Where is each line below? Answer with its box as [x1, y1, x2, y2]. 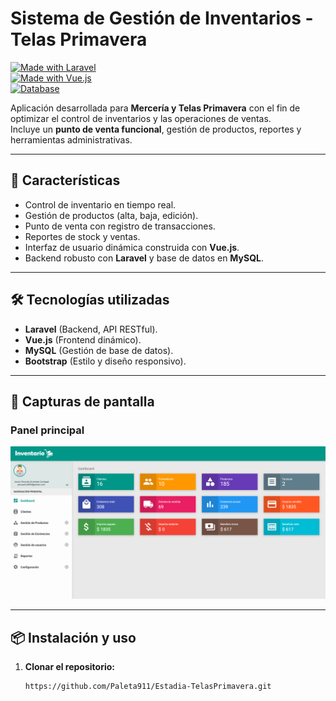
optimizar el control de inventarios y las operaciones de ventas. [10, 112, 272, 124]
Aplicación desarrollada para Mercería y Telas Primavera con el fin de [10, 102, 301, 114]
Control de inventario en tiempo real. [24, 198, 177, 211]
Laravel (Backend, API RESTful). [24, 323, 158, 335]
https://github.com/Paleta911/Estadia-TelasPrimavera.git [24, 682, 272, 692]
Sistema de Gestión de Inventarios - [10, 7, 314, 30]
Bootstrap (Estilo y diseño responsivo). [24, 355, 187, 367]
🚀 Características [10, 172, 121, 189]
